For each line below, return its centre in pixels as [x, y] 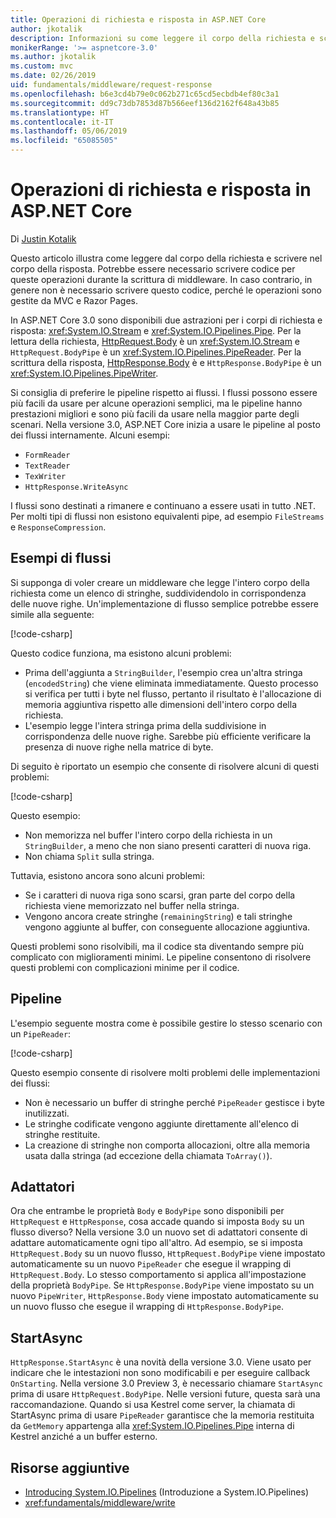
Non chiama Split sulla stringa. [89, 856]
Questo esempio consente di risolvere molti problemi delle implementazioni [165, 1072]
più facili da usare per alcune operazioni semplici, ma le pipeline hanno [156, 403]
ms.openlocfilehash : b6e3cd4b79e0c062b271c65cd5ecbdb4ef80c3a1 [145, 94]
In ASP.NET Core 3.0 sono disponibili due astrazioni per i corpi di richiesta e [166, 320]
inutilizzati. [47, 1113]
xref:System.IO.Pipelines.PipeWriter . [84, 373]
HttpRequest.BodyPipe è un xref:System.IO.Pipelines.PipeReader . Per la [156, 352]
